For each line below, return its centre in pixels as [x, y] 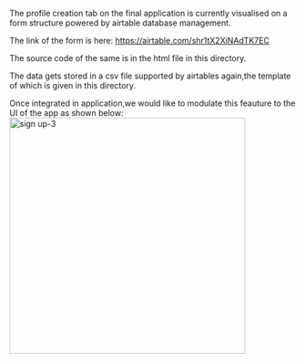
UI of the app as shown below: [66, 113]
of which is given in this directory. [73, 85]
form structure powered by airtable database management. [120, 23]
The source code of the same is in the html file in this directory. [128, 58]
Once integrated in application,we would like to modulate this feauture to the [152, 103]
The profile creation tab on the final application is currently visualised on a [149, 13]
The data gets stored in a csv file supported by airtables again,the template [150, 76]
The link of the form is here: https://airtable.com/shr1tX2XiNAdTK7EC [140, 41]
